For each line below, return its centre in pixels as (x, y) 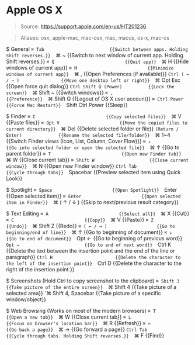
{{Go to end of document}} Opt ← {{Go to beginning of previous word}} (94, 238)
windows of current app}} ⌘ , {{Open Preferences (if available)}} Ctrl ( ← (98, 74)
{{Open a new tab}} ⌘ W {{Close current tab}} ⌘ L (69, 317)
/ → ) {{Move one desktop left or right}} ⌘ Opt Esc (93, 80)
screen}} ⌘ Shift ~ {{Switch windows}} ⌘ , (60, 92)
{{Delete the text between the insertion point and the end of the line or (90, 251)
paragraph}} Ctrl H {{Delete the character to (93, 257)
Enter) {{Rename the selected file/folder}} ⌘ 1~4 (88, 134)
